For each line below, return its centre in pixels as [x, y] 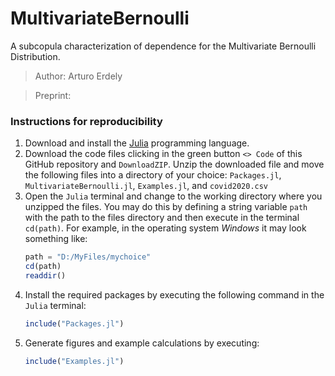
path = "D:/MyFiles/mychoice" [88, 257]
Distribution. [35, 56]
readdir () [45, 275]
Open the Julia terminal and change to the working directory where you [173, 196]
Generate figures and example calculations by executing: [142, 343]
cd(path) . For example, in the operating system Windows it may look [165, 228]
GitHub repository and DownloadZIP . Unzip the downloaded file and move [174, 164]
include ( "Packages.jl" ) [74, 323]
